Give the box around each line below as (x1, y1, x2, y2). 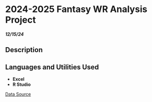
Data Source (5, 91, 31, 97)
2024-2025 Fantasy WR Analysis (5, 4, 147, 15)
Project (5, 14, 36, 26)
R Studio (12, 81, 31, 87)
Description (5, 46, 43, 54)
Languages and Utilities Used (5, 63, 99, 71)
